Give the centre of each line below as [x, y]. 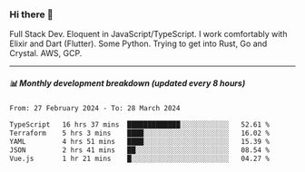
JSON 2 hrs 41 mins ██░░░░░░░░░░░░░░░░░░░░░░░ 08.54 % [140, 150]
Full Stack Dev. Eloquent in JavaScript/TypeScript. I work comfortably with [148, 34]
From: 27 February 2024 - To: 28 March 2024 [95, 109]
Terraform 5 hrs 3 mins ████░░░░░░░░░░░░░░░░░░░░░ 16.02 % [140, 134]
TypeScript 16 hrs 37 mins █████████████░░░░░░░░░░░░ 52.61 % [140, 125]
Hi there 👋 [32, 14]
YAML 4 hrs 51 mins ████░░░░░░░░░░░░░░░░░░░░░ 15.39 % [140, 141]
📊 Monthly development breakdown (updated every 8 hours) [128, 83]
